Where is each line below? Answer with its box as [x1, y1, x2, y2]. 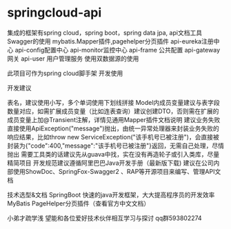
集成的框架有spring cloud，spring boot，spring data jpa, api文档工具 [7, 28, 202, 37]
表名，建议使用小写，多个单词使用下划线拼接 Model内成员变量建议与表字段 [7, 98, 221, 106]
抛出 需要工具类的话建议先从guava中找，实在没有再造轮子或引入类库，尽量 [7, 150, 220, 158]
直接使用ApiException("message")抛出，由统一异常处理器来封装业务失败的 [7, 124, 219, 132]
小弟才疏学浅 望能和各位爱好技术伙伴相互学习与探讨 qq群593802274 [7, 214, 202, 222]
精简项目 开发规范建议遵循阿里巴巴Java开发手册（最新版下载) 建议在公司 [7, 159, 214, 167]
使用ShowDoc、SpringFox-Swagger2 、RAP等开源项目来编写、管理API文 [12, 167, 221, 175]
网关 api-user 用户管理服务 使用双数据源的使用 [7, 54, 139, 63]
